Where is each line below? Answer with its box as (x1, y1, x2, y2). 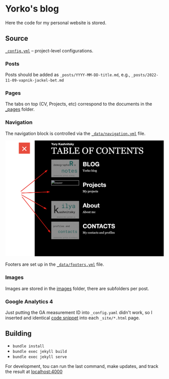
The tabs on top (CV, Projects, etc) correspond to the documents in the (5, 101, 152, 107)
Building (5, 329, 32, 338)
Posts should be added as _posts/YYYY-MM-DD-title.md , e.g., (5, 71, 131, 78)
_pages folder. (5, 106, 35, 112)
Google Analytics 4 (5, 298, 53, 305)
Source (5, 34, 29, 43)
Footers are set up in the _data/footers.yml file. (5, 261, 104, 267)
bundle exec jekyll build (12, 349, 67, 354)
